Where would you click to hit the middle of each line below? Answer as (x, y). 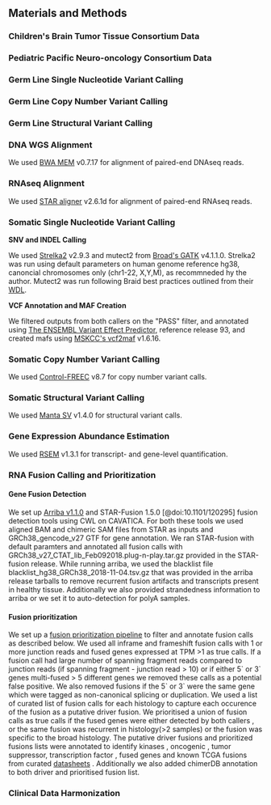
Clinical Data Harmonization (65, 794)
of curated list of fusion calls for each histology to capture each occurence (133, 704)
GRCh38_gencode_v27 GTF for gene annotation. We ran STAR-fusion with (131, 538)
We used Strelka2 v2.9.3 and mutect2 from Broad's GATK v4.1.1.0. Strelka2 (132, 255)
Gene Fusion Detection (48, 494)
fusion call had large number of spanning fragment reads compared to (125, 661)
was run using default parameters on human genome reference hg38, (124, 264)
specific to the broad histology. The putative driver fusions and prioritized (131, 738)
